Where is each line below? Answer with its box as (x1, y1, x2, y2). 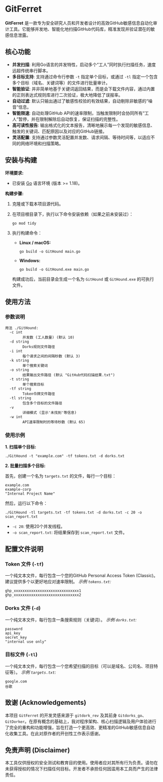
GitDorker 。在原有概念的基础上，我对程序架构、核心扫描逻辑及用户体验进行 (5, 718, 157, 724)
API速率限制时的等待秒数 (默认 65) (22, 420, 86, 425)
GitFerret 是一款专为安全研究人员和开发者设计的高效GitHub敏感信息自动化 (5, 20, 153, 26)
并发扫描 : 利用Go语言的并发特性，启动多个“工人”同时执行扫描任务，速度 (12, 62, 156, 67)
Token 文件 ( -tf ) (5, 561, 44, 567)
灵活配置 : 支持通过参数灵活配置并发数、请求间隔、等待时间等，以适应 (12, 134, 151, 140)
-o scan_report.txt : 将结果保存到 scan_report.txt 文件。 (12, 529, 127, 535)
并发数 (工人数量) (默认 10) (22, 335, 75, 340)
